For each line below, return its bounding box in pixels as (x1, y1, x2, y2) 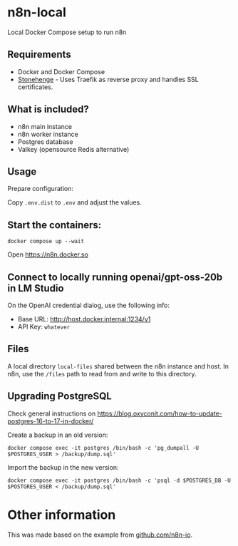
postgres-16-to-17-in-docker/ (7, 416, 94, 425)
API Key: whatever (17, 322, 70, 331)
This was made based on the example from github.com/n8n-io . (7, 530, 193, 539)
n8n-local (7, 4, 66, 21)
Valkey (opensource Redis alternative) (17, 145, 130, 153)
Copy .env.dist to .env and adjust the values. (7, 198, 142, 207)
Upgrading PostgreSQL (7, 390, 112, 403)
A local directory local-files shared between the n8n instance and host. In (7, 361, 229, 371)
